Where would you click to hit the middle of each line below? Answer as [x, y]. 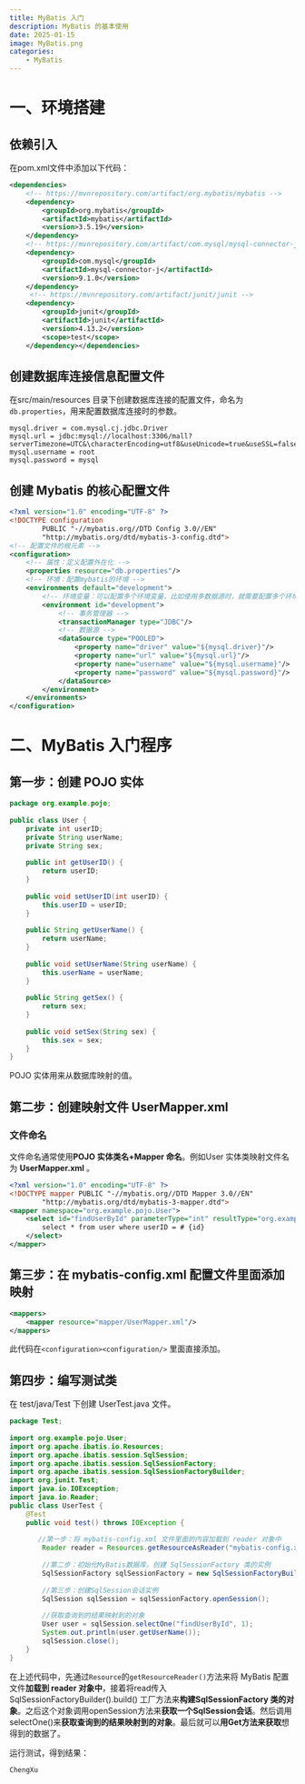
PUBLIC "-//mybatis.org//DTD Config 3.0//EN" [130, 528]
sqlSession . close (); [81, 1641]
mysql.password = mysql [54, 460]
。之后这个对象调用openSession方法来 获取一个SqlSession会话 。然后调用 [155, 1710]
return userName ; [74, 939]
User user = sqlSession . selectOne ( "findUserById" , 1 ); [148, 1624]
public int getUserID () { [75, 863]
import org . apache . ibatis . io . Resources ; [87, 1447]
